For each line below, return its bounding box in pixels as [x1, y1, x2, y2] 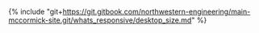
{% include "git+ [8, 7, 63, 16]
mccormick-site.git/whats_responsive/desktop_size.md [8, 15, 192, 25]
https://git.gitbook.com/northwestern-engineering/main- [62, 7, 251, 16]
